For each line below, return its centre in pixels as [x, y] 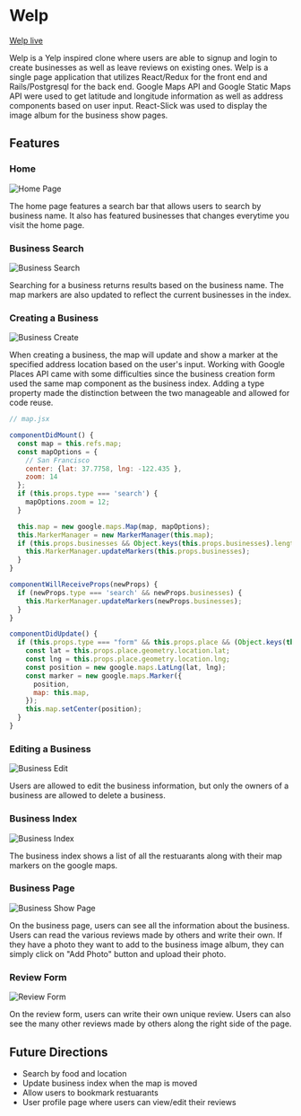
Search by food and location [74, 1073]
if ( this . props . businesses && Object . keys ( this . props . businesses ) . [146, 543]
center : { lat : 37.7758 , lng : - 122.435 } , [104, 469]
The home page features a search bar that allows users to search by [135, 206]
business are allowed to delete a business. [87, 795]
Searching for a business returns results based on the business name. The [146, 285]
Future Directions [59, 1052]
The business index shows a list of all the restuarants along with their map [146, 856]
